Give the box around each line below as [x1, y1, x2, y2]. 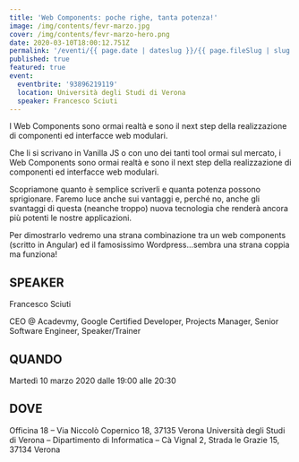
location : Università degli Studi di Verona [17, 88, 186, 97]
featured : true [9, 64, 66, 73]
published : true [9, 55, 70, 64]
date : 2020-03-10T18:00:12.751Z [9, 38, 130, 47]
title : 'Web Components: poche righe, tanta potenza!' [9, 13, 218, 22]
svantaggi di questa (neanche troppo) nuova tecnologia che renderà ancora [9, 203, 289, 214]
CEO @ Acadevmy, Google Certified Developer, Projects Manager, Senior [9, 316, 279, 327]
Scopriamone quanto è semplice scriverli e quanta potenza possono [9, 184, 261, 195]
